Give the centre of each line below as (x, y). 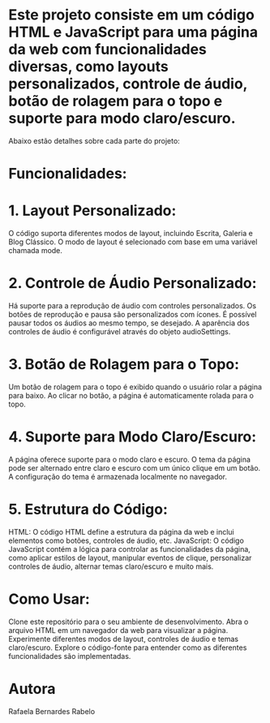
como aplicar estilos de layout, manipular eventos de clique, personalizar (130, 557)
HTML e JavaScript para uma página (133, 32)
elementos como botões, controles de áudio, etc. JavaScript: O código (126, 540)
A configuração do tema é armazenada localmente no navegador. (118, 476)
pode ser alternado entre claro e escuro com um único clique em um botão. (135, 467)
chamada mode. (36, 251)
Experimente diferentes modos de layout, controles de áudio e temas (124, 639)
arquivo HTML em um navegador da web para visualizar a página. (118, 630)
